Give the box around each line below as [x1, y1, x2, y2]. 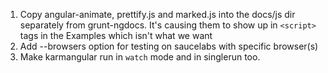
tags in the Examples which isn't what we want [19, 30, 213, 41]
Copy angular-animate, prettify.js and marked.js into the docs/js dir [19, 9, 296, 20]
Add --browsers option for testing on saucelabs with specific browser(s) [19, 40, 319, 52]
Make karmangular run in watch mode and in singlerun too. [19, 51, 261, 63]
